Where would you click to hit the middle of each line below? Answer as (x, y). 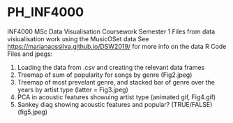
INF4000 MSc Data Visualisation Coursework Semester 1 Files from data (111, 31)
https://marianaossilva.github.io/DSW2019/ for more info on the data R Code (117, 46)
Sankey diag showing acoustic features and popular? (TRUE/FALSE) (115, 104)
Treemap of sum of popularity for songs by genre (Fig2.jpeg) (105, 75)
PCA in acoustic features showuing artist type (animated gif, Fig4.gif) (116, 97)
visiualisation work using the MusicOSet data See (78, 38)
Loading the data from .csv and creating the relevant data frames (111, 67)
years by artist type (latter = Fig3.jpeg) (73, 89)
